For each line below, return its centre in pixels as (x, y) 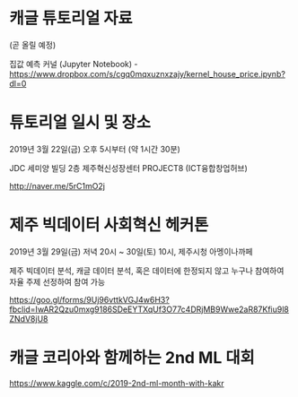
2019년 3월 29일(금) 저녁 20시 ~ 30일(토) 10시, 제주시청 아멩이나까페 (131, 251)
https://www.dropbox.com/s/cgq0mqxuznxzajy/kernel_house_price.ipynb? (147, 73)
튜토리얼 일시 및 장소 (80, 123)
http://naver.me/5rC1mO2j (57, 186)
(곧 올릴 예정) (33, 45)
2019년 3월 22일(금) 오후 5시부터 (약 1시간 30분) (95, 149)
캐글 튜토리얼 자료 (71, 18)
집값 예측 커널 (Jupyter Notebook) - (74, 64)
